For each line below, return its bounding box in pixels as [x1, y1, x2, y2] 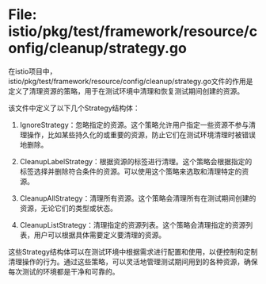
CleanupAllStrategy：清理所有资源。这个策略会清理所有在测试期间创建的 [19, 193, 256, 203]
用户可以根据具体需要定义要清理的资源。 [33, 230, 166, 240]
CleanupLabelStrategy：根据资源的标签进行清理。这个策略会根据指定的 [19, 156, 253, 166]
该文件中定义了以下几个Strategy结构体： [8, 103, 140, 113]
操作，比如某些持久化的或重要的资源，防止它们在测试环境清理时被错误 [26, 129, 256, 140]
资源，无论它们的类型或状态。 [19, 203, 117, 213]
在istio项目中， [8, 66, 57, 76]
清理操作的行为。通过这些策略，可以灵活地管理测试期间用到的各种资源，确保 [8, 256, 258, 267]
